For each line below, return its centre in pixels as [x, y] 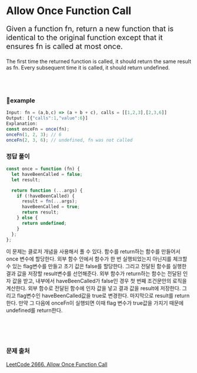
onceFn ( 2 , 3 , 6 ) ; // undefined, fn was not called [69, 140]
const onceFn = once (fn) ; [38, 129]
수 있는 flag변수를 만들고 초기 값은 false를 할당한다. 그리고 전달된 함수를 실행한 [96, 267]
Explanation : [22, 124]
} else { [27, 218]
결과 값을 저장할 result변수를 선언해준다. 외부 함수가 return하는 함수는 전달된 [94, 274]
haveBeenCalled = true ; [51, 207]
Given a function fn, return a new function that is [90, 29]
